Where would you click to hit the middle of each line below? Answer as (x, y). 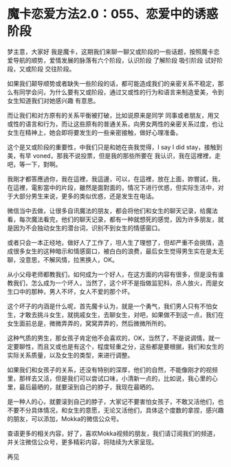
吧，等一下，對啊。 (34, 164)
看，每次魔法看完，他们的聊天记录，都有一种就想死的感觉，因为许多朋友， (112, 219)
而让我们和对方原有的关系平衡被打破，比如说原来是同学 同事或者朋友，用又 (113, 115)
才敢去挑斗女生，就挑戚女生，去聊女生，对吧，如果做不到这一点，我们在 (121, 314)
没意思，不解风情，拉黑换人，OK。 (69, 259)
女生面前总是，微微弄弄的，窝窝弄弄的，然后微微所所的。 (88, 323)
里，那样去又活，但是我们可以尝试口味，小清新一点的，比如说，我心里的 (109, 378)
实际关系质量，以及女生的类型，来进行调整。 (70, 355)
